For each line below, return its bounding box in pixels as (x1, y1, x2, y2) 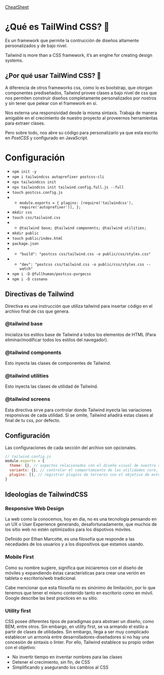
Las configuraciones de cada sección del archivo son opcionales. (5, 445, 137, 450)
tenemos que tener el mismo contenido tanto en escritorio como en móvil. (5, 590, 154, 596)
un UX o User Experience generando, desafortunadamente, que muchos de (5, 522, 157, 527)
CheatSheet (5, 4, 29, 10)
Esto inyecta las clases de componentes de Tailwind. (5, 360, 111, 366)
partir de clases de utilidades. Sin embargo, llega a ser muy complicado (5, 629, 149, 635)
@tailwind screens (5, 396, 50, 402)
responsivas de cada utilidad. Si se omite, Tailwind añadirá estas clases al (5, 412, 154, 418)
